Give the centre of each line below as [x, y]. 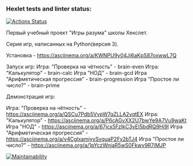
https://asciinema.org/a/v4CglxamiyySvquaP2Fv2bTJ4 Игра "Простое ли [95, 139]
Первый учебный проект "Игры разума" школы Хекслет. [77, 33]
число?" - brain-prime [33, 85]
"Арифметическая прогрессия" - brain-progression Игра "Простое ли [93, 79]
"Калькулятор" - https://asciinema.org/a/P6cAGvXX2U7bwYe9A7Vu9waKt [96, 120]
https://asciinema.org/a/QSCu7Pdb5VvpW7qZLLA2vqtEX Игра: [82, 114]
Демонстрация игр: [31, 97]
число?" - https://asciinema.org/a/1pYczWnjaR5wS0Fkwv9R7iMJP [86, 146]
